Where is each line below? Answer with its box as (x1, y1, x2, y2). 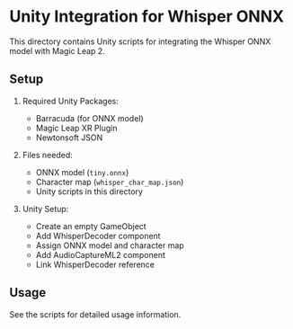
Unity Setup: (22, 203, 69, 214)
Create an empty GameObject (35, 220, 146, 231)
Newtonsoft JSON (35, 132, 103, 143)
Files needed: (22, 149, 74, 160)
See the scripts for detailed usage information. (9, 308, 182, 320)
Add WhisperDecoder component (35, 230, 161, 241)
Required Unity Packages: (22, 95, 119, 106)
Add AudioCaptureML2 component (35, 249, 166, 260)
